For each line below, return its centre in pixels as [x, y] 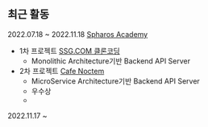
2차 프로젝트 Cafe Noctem [62, 71]
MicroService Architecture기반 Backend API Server [116, 81]
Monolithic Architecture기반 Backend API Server [111, 61]
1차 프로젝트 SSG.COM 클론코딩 [69, 51]
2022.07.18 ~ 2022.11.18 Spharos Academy [78, 34]
